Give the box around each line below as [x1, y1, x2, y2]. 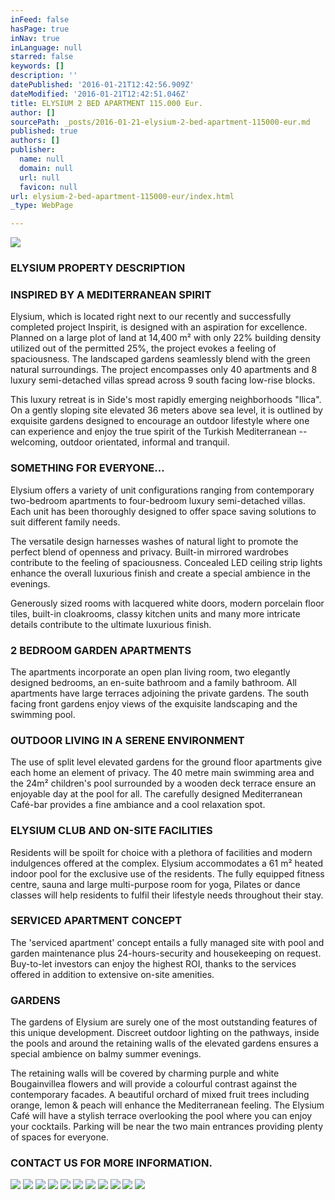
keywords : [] [10, 61, 65, 71]
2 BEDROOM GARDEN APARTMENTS [10, 643, 192, 657]
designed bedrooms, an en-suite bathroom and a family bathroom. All [10, 676, 297, 688]
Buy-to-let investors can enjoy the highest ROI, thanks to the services [10, 957, 297, 970]
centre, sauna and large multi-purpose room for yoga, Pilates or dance [10, 878, 301, 890]
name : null [19, 154, 65, 164]
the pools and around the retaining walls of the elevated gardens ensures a [10, 1037, 319, 1050]
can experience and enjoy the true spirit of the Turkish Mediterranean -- [10, 426, 308, 438]
